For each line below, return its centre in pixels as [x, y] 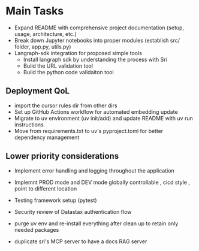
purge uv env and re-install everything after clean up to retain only [96, 223]
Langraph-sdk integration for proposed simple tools [78, 53]
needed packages [37, 229]
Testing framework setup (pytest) [55, 200]
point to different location [46, 188]
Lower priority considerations [62, 156]
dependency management [47, 137]
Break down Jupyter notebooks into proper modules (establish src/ [97, 40]
